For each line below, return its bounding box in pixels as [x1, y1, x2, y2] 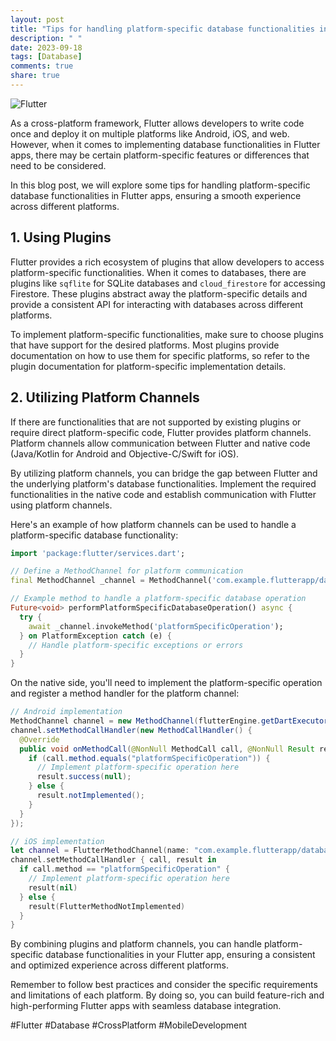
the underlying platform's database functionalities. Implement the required [10, 477, 317, 490]
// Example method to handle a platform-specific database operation [10, 594, 307, 604]
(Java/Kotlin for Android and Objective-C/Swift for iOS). [10, 447, 240, 460]
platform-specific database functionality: [10, 529, 179, 541]
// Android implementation [10, 707, 123, 717]
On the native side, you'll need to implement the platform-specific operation [10, 677, 323, 689]
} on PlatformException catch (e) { [19, 631, 172, 641]
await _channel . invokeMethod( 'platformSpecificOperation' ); [28, 621, 284, 631]
